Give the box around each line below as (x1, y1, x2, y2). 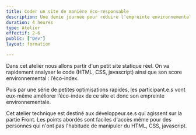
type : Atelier (6, 25, 41, 31)
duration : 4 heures (6, 19, 54, 25)
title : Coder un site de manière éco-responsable (6, 8, 129, 15)
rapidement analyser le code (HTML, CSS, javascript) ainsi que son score (6, 68, 183, 75)
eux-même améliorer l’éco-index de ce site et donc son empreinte (6, 92, 165, 99)
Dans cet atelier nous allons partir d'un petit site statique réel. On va (6, 62, 169, 69)
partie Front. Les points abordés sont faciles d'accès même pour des (6, 116, 172, 123)
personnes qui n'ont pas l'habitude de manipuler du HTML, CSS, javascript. (6, 122, 187, 129)
